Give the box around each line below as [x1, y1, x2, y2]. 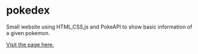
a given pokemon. [6, 29, 51, 36]
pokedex [6, 4, 51, 17]
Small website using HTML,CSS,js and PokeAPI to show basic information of [6, 23, 193, 30]
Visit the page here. [6, 41, 55, 48]
